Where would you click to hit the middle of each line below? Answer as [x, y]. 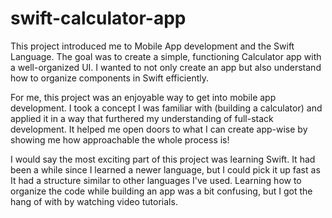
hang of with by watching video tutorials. [94, 201]
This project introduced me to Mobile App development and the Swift [152, 46]
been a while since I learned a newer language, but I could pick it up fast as [165, 169]
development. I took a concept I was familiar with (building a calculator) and [166, 108]
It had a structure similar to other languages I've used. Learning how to [156, 180]
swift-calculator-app [98, 18]
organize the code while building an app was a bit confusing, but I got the [161, 191]
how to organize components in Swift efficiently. [110, 78]
